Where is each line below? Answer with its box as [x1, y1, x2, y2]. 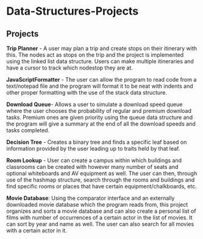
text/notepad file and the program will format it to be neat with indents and [6, 82, 193, 90]
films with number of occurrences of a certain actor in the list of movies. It [6, 214, 193, 221]
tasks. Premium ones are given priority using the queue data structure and [6, 114, 193, 121]
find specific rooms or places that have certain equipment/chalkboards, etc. [6, 183, 197, 190]
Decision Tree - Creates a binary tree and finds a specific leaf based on [6, 138, 187, 146]
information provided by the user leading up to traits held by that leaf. [6, 145, 180, 152]
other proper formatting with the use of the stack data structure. [6, 89, 168, 96]
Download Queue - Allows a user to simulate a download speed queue [6, 101, 183, 108]
